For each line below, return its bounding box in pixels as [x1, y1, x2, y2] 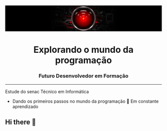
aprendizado [12, 103, 39, 110]
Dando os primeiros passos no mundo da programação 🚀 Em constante [12, 98, 159, 104]
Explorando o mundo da [33, 44, 134, 55]
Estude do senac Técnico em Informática [5, 88, 89, 95]
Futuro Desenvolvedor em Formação [38, 73, 129, 80]
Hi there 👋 [5, 118, 36, 127]
